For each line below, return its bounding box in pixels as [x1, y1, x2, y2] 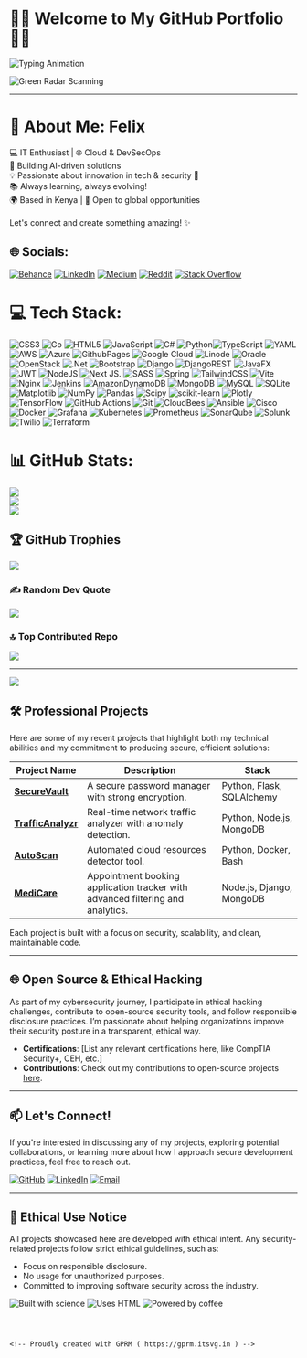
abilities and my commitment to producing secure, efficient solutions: [9, 742, 270, 753]
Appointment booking [86, 869, 180, 882]
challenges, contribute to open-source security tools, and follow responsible [9, 1005, 297, 1017]
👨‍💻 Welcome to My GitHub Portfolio [9, 8, 284, 29]
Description [123, 763, 176, 776]
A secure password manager [86, 779, 211, 791]
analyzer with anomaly [86, 817, 185, 830]
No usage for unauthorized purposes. [22, 1270, 164, 1282]
